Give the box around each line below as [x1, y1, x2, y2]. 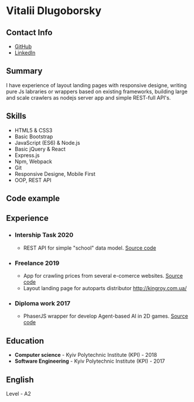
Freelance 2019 [14, 259, 60, 267]
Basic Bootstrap [14, 133, 53, 140]
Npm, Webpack [14, 158, 53, 165]
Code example [6, 193, 60, 203]
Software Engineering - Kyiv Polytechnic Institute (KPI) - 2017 [14, 357, 165, 364]
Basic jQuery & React [14, 145, 66, 152]
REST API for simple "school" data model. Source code [23, 244, 156, 251]
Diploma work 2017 [14, 299, 71, 307]
